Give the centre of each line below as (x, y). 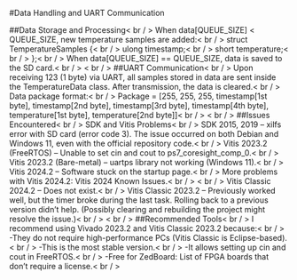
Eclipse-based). (258, 238)
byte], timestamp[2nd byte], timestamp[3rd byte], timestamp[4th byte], (139, 105)
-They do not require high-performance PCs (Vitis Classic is (118, 238)
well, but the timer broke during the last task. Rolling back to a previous (139, 200)
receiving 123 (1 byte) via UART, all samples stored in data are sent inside (143, 77)
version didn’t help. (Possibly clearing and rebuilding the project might (137, 209)
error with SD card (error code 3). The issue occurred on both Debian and (144, 134)
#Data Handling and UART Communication (87, 13)
